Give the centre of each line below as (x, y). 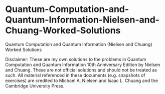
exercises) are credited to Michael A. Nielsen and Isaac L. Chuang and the (81, 80)
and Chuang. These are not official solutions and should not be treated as (81, 70)
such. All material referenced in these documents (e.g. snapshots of (75, 75)
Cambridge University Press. (35, 85)
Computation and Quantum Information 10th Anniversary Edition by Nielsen (83, 64)
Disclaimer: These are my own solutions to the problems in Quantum (76, 59)
